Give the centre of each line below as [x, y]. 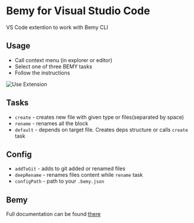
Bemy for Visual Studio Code [78, 11]
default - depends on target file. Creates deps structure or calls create [101, 130]
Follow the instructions [42, 73]
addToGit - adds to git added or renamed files [70, 169]
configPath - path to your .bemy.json [59, 181]
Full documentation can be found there [54, 214]
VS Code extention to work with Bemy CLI [57, 27]
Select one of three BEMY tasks [54, 66]
